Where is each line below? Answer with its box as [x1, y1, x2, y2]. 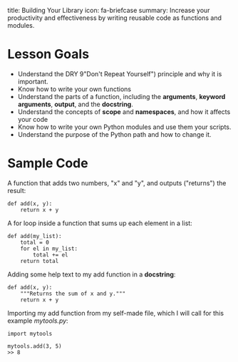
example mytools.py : [7, 316, 69, 325]
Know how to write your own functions [17, 85, 132, 93]
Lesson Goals [7, 46, 90, 63]
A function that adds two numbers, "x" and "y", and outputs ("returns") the [7, 178, 227, 187]
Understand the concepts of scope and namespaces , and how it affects [17, 107, 231, 116]
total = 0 [20, 239, 50, 246]
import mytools [7, 330, 53, 337]
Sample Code [7, 155, 88, 172]
